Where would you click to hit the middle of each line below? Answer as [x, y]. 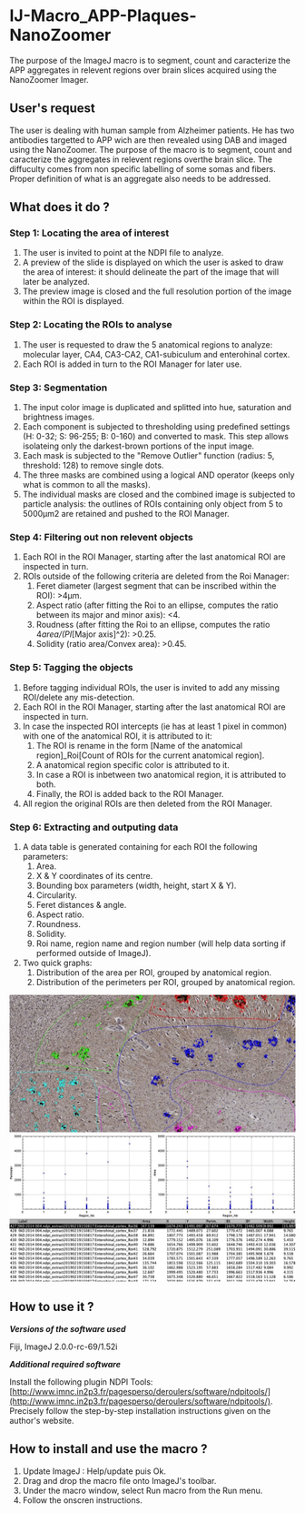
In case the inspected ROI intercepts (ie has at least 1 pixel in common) [155, 726]
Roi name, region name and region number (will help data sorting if [161, 943]
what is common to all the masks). [87, 485]
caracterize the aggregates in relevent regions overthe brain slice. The [141, 159]
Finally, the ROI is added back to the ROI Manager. [130, 793]
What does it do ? [60, 207]
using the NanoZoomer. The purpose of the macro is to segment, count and [151, 149]
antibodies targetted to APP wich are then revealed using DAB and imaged [148, 140]
